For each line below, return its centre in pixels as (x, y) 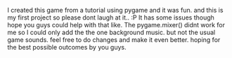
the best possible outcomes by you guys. (67, 47)
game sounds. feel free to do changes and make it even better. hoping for (114, 40)
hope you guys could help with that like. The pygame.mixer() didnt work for (116, 25)
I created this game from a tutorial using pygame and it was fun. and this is (115, 10)
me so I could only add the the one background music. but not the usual (111, 32)
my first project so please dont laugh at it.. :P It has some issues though (111, 17)
